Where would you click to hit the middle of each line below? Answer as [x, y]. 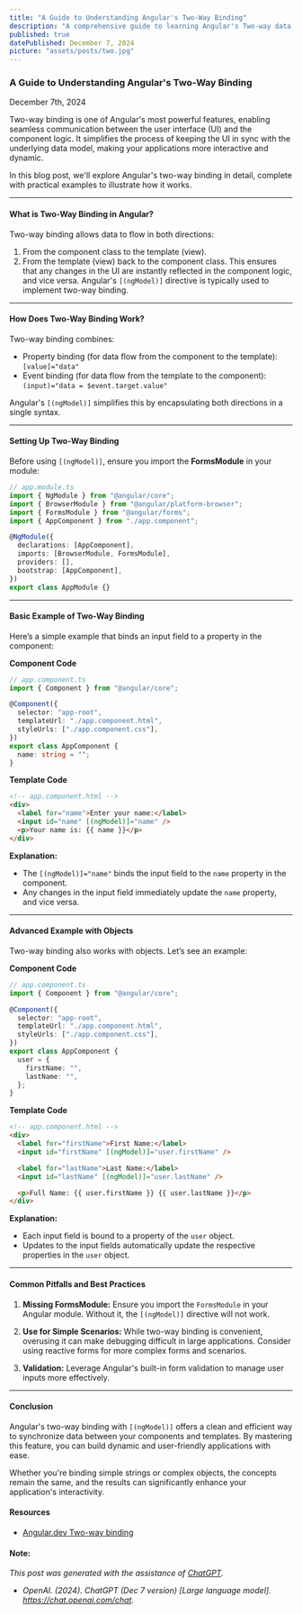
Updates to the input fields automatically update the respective [139, 1246]
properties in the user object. [76, 1255]
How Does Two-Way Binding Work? [77, 319]
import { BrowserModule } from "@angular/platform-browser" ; [126, 504]
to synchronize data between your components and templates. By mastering [151, 1436]
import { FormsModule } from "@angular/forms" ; [100, 512]
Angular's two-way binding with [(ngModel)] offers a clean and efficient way [151, 1426]
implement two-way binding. [75, 290]
